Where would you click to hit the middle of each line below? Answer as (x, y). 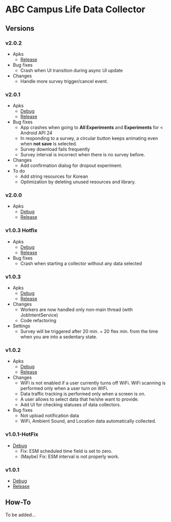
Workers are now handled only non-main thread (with (76, 310)
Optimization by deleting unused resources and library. (78, 182)
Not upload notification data (50, 415)
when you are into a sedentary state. (59, 337)
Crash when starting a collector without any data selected (81, 263)
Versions (20, 28)
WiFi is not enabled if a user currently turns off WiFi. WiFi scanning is (93, 383)
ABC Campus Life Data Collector (75, 9)
